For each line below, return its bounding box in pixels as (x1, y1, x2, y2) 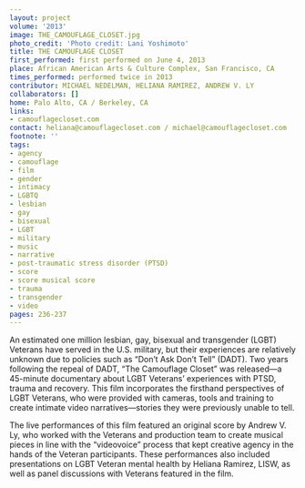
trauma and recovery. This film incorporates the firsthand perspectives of (9, 383, 285, 394)
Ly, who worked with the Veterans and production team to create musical (9, 430, 284, 441)
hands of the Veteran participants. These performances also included (9, 449, 270, 460)
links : (9, 107, 35, 116)
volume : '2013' (9, 22, 67, 31)
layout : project (9, 13, 71, 23)
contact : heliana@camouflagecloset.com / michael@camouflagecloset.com (9, 124, 287, 133)
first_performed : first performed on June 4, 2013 (9, 56, 206, 65)
